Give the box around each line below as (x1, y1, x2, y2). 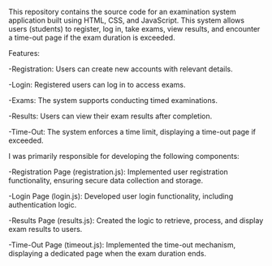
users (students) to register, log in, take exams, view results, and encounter (8, 24, 261, 33)
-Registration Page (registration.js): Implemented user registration (8, 167, 229, 177)
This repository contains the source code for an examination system (8, 7, 237, 16)
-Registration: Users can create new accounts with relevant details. (8, 64, 233, 74)
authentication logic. (8, 200, 77, 209)
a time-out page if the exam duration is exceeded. (8, 32, 176, 42)
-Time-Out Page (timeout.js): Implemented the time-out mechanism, (8, 240, 236, 250)
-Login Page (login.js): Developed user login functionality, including (8, 191, 234, 201)
